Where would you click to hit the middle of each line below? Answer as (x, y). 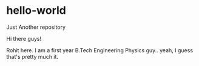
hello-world (36, 10)
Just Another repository (36, 27)
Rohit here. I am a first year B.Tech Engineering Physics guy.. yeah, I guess (99, 50)
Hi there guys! (24, 38)
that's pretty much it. (32, 56)
